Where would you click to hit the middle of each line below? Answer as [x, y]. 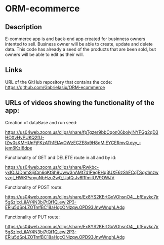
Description [23, 27]
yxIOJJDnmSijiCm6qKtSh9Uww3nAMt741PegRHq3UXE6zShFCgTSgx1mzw [82, 172]
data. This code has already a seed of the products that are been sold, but [81, 49]
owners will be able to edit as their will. [44, 54]
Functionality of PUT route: [33, 217]
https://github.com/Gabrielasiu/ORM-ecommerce [55, 87]
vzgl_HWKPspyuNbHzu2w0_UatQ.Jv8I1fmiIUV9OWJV [60, 177]
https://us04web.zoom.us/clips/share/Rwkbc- [52, 167]
